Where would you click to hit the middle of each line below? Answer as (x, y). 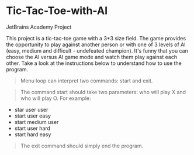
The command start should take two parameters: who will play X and (103, 92)
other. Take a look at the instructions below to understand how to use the (94, 63)
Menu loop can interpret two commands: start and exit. (86, 81)
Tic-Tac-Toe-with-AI (57, 11)
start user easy (33, 116)
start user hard (32, 128)
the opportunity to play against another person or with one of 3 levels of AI (96, 44)
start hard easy (33, 134)
